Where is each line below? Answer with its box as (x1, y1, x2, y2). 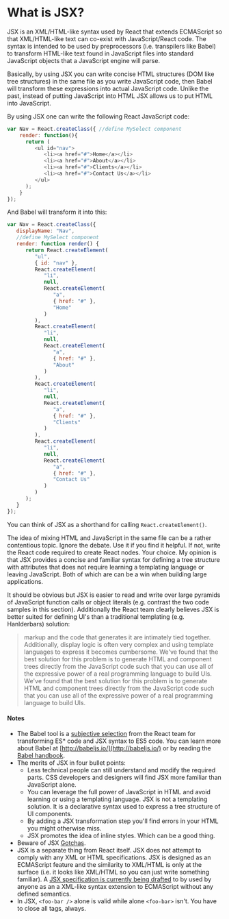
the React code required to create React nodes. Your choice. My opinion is (7, 548, 217, 556)
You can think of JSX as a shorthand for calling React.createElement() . (7, 520, 207, 528)
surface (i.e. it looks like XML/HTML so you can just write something (16, 868, 210, 876)
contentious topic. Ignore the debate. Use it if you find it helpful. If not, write (7, 541, 221, 549)
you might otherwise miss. (27, 824, 102, 832)
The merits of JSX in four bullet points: (16, 759, 126, 767)
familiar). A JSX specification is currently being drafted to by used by (16, 875, 212, 883)
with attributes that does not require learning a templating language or (7, 563, 205, 571)
